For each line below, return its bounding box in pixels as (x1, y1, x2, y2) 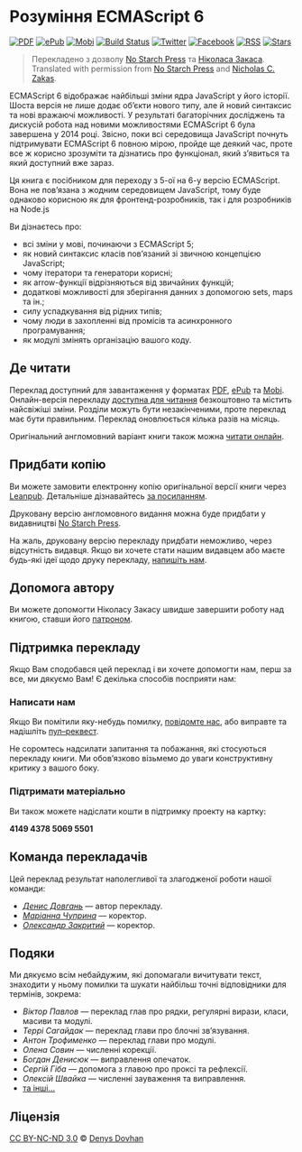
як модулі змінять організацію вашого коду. (22, 334, 192, 345)
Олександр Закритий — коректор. (22, 919, 156, 930)
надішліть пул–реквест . (9, 726, 99, 737)
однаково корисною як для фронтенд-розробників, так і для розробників (9, 194, 292, 205)
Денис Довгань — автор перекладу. (22, 900, 163, 911)
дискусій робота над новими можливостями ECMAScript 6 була (9, 119, 256, 130)
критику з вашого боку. (9, 762, 100, 773)
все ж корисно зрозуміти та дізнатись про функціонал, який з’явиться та (9, 147, 290, 159)
